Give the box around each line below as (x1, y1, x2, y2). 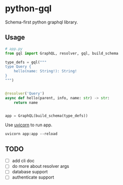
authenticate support (12, 174, 54, 180)
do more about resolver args (12, 163, 70, 169)
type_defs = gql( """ (5, 60, 47, 65)
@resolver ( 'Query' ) (5, 91, 45, 96)
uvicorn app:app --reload (5, 132, 57, 137)
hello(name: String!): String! (14, 69, 77, 74)
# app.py (5, 46, 23, 51)
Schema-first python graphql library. (5, 19, 78, 25)
